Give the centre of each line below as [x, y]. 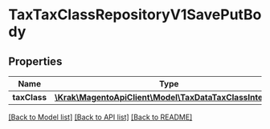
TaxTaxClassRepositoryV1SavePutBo [135, 15]
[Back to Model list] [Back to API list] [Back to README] [100, 117]
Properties [35, 61]
